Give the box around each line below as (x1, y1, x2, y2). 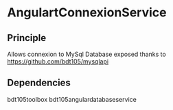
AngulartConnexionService (7, 5, 167, 20)
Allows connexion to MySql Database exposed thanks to (7, 50, 166, 58)
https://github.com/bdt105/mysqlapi (7, 57, 108, 66)
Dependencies (7, 77, 71, 89)
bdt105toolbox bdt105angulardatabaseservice (7, 95, 137, 103)
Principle (7, 32, 47, 44)
